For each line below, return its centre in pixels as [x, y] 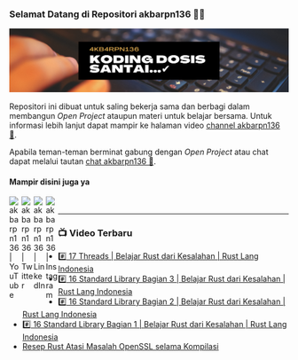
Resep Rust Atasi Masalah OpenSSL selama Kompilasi [120, 347]
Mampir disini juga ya [50, 182]
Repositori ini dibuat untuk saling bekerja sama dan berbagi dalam [129, 106]
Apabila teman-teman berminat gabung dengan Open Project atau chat [139, 152]
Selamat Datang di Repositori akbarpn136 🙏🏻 [107, 14]
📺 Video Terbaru [95, 233]
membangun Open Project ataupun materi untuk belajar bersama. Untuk [141, 115]
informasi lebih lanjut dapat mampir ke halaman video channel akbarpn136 [145, 125]
